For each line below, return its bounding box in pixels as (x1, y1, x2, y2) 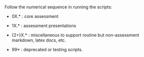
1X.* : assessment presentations (11, 23, 76, 28)
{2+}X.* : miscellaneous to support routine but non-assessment (11, 32, 139, 38)
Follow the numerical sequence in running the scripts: (4, 4, 112, 10)
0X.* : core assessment (11, 14, 59, 19)
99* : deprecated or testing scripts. (11, 47, 83, 52)
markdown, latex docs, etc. (11, 37, 66, 43)
